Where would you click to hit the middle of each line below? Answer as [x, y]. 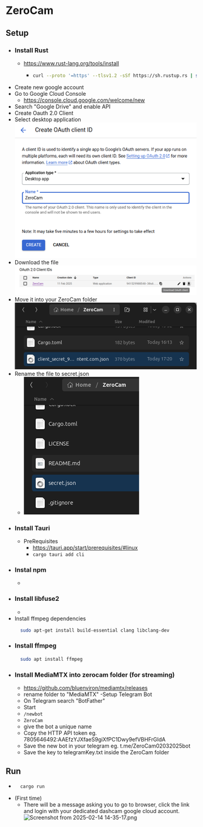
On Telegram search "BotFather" [64, 700]
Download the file [36, 263]
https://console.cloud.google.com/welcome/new [84, 100]
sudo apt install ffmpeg [52, 659]
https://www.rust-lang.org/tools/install [71, 63]
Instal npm [30, 569]
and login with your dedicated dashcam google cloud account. [101, 811]
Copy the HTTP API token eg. [60, 733]
